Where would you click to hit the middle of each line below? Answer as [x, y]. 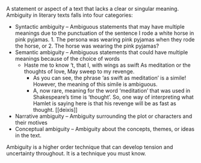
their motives [31, 122]
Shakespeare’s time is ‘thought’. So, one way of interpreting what [113, 97]
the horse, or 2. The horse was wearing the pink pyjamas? [87, 46]
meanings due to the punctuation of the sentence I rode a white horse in [104, 33]
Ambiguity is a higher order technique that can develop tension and [90, 147]
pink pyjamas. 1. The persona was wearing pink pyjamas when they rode [105, 39]
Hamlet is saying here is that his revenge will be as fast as [104, 103]
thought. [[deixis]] [55, 110]
